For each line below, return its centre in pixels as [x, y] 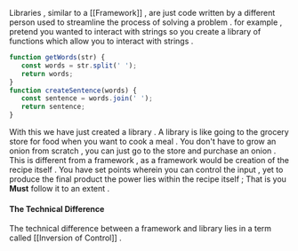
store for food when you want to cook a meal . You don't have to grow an [143, 141]
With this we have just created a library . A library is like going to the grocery [149, 132]
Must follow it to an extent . [60, 188]
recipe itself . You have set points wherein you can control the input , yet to [146, 169]
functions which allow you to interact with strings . [101, 41]
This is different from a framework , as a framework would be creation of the [149, 160]
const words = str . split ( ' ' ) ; [79, 66]
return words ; [47, 74]
